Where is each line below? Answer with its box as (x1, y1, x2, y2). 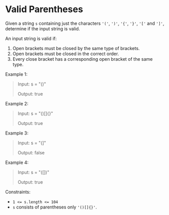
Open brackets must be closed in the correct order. (12, 51, 120, 57)
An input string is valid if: (5, 35, 57, 41)
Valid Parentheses (5, 4, 83, 15)
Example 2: (5, 100, 29, 107)
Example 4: (5, 159, 29, 165)
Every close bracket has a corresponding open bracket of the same (12, 56, 153, 62)
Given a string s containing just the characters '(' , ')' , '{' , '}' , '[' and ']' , (5, 20, 164, 26)
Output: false (17, 149, 45, 155)
